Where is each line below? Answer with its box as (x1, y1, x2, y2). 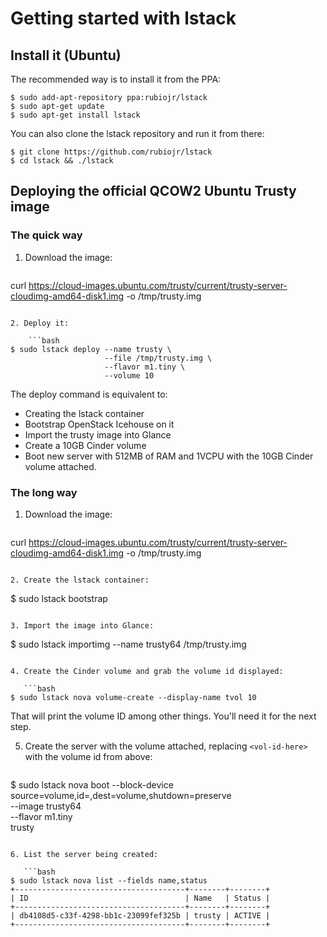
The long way (10, 485, 78, 499)
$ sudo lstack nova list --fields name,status (10, 875, 208, 886)
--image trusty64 (10, 800, 82, 812)
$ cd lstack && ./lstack (10, 156, 114, 166)
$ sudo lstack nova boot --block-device (10, 778, 174, 791)
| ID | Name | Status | (10, 893, 271, 903)
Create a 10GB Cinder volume (24, 439, 147, 451)
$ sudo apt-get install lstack (10, 110, 141, 120)
